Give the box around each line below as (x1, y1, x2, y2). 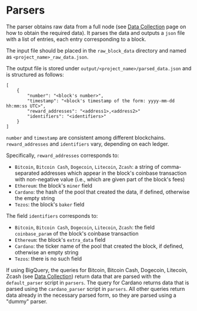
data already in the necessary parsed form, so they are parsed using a (6, 292, 176, 299)
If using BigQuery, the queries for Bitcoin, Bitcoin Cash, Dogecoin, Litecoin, (6, 266, 188, 273)
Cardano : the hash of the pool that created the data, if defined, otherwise (14, 188, 190, 195)
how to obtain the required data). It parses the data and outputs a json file (6, 29, 185, 36)
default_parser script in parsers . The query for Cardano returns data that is (6, 279, 189, 286)
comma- (161, 163, 182, 170)
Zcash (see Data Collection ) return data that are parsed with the (6, 273, 161, 280)
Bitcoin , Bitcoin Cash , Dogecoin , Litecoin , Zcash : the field (14, 224, 155, 231)
